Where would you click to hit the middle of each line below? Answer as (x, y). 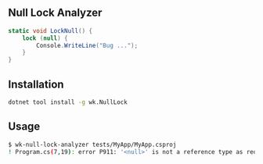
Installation (36, 84)
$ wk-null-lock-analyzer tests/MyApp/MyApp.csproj (92, 144)
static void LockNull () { (50, 30)
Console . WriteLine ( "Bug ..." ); (87, 45)
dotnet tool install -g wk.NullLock (68, 102)
